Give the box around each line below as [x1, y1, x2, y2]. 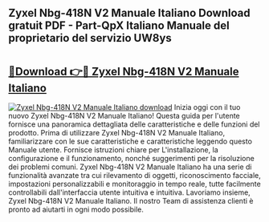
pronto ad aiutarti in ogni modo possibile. [8, 204, 145, 214]
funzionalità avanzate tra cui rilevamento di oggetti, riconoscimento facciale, [8, 171, 261, 180]
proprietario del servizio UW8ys [8, 31, 173, 45]
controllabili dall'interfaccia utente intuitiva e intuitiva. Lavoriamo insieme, [8, 188, 251, 197]
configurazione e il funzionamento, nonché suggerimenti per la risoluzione [8, 154, 255, 163]
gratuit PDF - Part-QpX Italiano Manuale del [8, 19, 230, 33]
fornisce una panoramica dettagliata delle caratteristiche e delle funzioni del [8, 119, 260, 129]
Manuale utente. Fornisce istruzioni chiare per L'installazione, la [8, 145, 218, 155]
